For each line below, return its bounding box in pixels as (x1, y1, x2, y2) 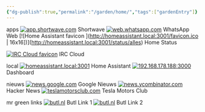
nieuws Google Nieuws (6, 80, 117, 88)
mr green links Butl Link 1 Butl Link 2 (6, 99, 143, 106)
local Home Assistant (6, 62, 131, 69)
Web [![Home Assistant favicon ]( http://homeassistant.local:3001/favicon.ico (6, 32, 199, 40)
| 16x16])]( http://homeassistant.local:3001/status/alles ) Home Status (6, 38, 178, 46)
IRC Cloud (59, 50, 85, 58)
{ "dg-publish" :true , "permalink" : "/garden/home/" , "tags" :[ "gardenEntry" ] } (6, 9, 198, 15)
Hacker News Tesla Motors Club (6, 86, 148, 94)
